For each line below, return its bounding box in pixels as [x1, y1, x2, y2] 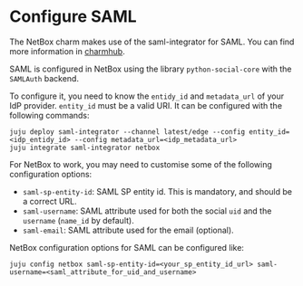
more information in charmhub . [9, 45, 125, 56]
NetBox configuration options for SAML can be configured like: [9, 242, 245, 253]
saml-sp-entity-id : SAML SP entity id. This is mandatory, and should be [22, 186, 293, 196]
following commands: [9, 110, 90, 120]
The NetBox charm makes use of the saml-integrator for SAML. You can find [9, 36, 295, 47]
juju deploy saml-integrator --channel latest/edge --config [9, 127, 246, 137]
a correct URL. [22, 195, 77, 206]
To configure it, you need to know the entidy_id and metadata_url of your [9, 91, 284, 101]
